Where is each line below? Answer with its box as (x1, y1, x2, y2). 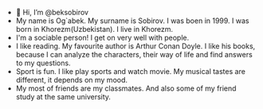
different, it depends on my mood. (15, 76, 128, 84)
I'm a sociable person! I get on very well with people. (15, 33, 190, 42)
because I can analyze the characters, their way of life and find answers (15, 50, 253, 59)
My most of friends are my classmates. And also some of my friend (15, 84, 237, 93)
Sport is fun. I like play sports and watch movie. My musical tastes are (15, 67, 245, 76)
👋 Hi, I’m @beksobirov (15, 8, 89, 17)
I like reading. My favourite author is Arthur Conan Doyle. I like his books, (15, 41, 256, 51)
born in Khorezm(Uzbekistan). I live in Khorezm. (15, 25, 174, 33)
